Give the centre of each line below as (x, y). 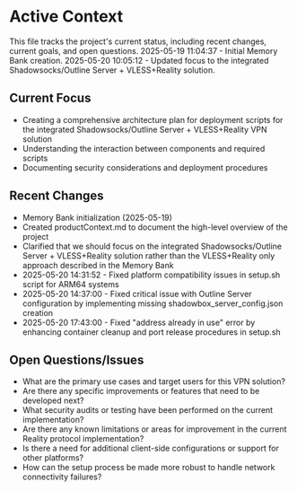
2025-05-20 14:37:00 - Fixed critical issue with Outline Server (137, 294)
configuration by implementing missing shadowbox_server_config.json (153, 303)
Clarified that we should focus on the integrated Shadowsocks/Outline (152, 246)
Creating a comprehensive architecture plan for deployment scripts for (153, 119)
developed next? (53, 400)
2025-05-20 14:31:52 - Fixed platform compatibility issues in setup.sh (151, 275)
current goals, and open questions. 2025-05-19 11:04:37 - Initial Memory (144, 50)
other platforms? (52, 458)
